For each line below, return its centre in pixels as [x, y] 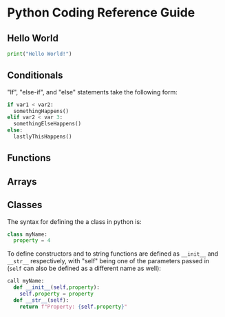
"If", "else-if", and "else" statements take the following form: [92, 92]
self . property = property [57, 294]
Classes [25, 205]
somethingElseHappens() [47, 124]
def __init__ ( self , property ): [56, 287]
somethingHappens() [41, 111]
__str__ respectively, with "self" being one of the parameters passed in [108, 261]
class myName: [28, 234]
